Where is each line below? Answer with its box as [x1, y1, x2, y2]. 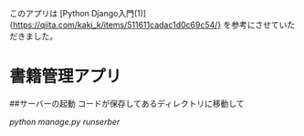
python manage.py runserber [9, 116, 121, 127]
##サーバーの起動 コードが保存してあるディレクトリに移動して [9, 98, 245, 109]
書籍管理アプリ [9, 67, 122, 87]
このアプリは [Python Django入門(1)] [9, 8, 147, 18]
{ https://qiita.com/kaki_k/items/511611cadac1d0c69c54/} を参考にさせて [9, 19, 280, 30]
